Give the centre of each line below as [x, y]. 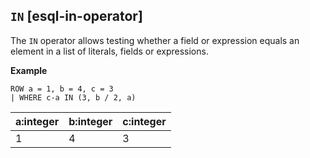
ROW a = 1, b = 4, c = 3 [62, 89]
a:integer [37, 121]
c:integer [144, 121]
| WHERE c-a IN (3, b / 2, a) [73, 97]
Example [29, 70]
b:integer [90, 121]
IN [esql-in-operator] [76, 16]
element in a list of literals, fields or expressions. [109, 51]
